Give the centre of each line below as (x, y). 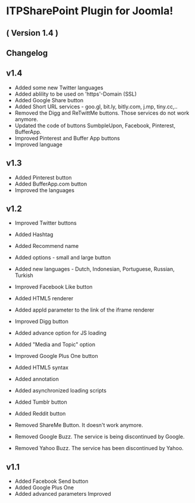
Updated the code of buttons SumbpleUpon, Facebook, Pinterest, (95, 125)
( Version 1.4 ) (32, 33)
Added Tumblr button (41, 402)
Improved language (38, 144)
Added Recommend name (47, 246)
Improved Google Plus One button (56, 356)
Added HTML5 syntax (42, 367)
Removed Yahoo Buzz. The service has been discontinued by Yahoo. (99, 448)
